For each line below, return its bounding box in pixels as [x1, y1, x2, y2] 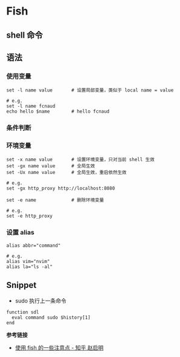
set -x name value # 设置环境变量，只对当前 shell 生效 [6, 156, 155, 163]
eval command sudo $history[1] [12, 314, 91, 321]
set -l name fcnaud [6, 103, 56, 110]
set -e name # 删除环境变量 [6, 197, 104, 204]
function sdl [6, 309, 39, 315]
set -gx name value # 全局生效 [6, 163, 95, 169]
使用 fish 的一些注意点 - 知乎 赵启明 [15, 344, 104, 351]
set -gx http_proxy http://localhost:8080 [6, 185, 115, 192]
